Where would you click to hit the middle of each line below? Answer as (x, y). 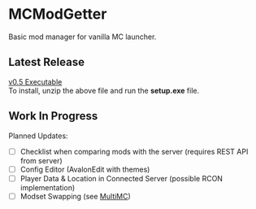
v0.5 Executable (35, 81)
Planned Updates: (38, 136)
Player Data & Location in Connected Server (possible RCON (121, 178)
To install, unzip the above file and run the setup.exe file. (104, 90)
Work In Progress (53, 116)
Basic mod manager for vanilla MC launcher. (82, 37)
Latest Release (47, 62)
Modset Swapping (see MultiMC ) (76, 196)
